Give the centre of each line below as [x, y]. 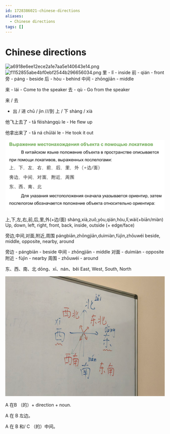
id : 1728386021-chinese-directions [43, 11]
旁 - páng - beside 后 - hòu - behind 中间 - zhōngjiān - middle [70, 79]
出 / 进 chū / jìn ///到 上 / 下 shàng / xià [52, 111]
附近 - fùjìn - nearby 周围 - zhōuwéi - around [52, 258]
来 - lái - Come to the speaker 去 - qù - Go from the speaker [68, 90]
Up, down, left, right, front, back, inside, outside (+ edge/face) [70, 225]
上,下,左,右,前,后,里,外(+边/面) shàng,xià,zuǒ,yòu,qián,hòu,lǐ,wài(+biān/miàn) [84, 219]
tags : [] [14, 27]
